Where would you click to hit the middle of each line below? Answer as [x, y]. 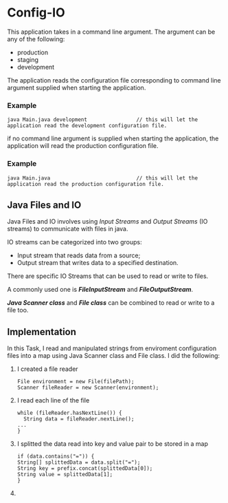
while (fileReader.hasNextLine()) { [69, 413]
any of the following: [36, 39]
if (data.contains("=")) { [56, 457]
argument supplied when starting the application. [77, 87]
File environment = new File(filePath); [76, 382]
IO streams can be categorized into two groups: [75, 242]
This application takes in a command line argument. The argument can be [111, 32]
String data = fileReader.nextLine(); [79, 419]
